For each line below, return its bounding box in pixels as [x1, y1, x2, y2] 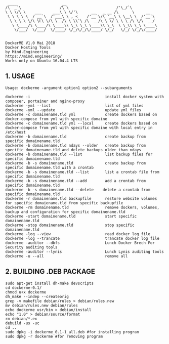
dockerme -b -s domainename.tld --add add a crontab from [5, 178, 146, 183]
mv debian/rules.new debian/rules [5, 303, 78, 308]
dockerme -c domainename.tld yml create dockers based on [5, 112, 157, 117]
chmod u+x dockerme [5, 289, 47, 294]
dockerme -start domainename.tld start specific [5, 213, 137, 219]
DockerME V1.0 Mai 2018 [5, 40, 56, 46]
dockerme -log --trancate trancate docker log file [5, 236, 159, 241]
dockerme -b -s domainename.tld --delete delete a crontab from [5, 187, 151, 192]
